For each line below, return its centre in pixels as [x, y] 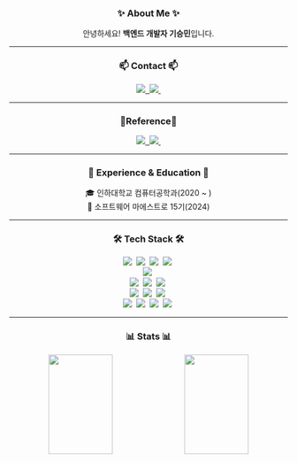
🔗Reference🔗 [148, 120]
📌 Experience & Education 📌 [148, 173]
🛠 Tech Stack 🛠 [148, 239]
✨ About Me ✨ [148, 13]
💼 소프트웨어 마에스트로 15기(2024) [148, 207]
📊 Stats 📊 [148, 336]
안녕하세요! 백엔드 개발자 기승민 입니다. [148, 34]
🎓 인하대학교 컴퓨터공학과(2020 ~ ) [148, 193]
